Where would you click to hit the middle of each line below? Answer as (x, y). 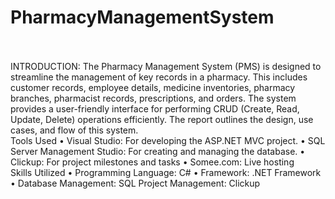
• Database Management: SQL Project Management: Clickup (135, 183)
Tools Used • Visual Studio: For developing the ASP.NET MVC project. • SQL (168, 140)
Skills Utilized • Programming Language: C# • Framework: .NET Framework (166, 172)
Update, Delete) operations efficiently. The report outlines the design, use (162, 119)
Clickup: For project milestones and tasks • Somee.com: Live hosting (152, 162)
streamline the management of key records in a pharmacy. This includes (159, 77)
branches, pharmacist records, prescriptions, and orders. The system (153, 98)
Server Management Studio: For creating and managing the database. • (158, 151)
